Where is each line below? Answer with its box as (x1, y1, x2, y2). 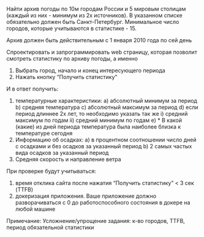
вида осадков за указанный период (15, 149, 109, 156)
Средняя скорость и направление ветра (15, 156, 121, 163)
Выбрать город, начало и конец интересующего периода (15, 67, 165, 74)
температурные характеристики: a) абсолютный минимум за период (15, 97, 198, 104)
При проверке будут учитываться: (6, 168, 97, 175)
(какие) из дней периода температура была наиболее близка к (15, 123, 181, 130)
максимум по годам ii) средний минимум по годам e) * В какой (15, 116, 183, 124)
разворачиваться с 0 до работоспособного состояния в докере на (15, 199, 191, 206)
